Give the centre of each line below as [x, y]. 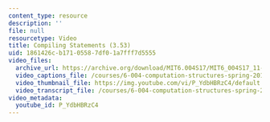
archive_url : [37, 68]
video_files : [30, 61]
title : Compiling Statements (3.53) [70, 46]
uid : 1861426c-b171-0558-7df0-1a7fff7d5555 [82, 53]
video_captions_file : [52, 75]
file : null [27, 31]
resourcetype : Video [43, 38]
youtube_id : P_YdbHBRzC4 [57, 105]
